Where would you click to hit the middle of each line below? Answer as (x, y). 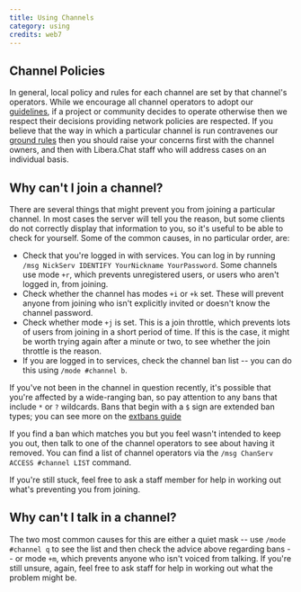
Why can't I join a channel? (86, 188)
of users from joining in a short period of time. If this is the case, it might (156, 332)
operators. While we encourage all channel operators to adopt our (131, 102)
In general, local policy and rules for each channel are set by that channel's (148, 93)
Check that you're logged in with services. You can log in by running (149, 256)
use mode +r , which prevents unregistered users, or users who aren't (150, 274)
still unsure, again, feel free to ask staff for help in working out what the (142, 568)
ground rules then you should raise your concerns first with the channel (142, 140)
